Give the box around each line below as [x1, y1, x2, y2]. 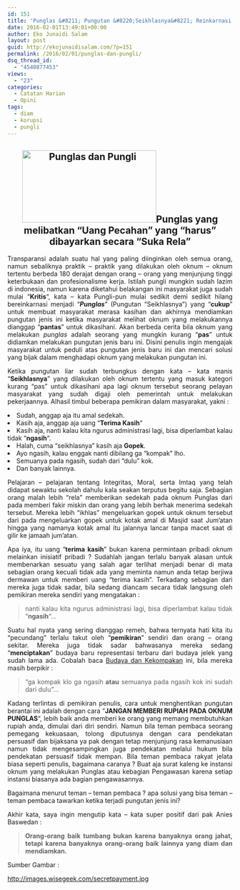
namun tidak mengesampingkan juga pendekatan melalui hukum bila [7, 744, 233, 754]
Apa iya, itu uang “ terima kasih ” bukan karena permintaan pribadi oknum [7, 545, 233, 554]
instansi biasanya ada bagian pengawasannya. [7, 775, 145, 784]
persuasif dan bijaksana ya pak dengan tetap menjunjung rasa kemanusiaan [7, 737, 233, 746]
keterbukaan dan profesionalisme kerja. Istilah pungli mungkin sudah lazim [7, 277, 233, 286]
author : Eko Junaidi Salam [7, 30, 88, 38]
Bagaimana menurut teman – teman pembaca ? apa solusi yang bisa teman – [7, 789, 233, 797]
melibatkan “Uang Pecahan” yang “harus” [24, 224, 216, 236]
